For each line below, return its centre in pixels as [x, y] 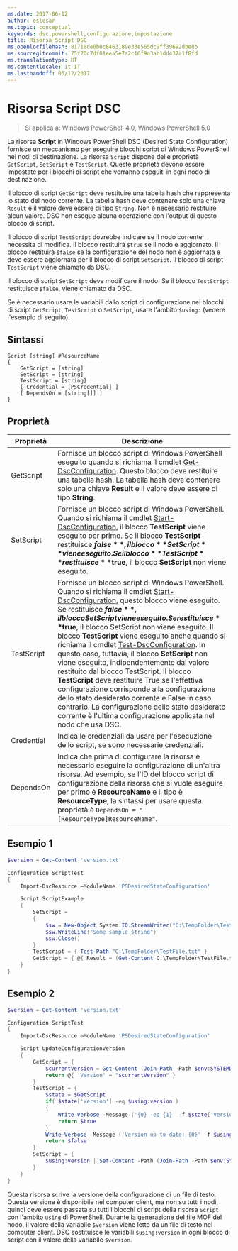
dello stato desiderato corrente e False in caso [135, 698]
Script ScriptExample [52, 899]
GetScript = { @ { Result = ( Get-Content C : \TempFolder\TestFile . [131, 959]
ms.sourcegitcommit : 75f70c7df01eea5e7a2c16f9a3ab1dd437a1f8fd [103, 54]
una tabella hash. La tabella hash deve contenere [139, 480]
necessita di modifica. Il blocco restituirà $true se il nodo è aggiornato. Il [113, 245]
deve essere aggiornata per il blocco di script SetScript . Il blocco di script [115, 260]
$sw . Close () [63, 938]
